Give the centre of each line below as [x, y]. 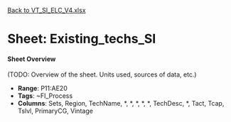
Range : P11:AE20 [42, 89]
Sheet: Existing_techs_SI [82, 39]
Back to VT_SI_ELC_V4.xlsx [47, 10]
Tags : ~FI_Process [45, 96]
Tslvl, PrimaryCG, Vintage [55, 111]
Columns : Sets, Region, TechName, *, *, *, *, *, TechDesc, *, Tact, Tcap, [121, 104]
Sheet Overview [32, 59]
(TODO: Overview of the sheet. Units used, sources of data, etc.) [102, 74]
